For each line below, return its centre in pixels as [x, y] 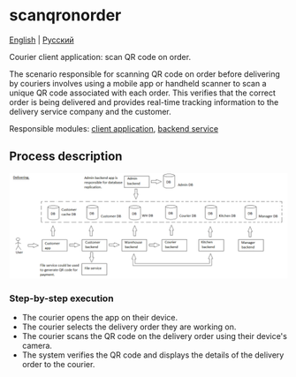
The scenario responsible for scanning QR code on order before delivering [145, 74]
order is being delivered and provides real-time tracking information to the [144, 102]
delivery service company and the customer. [91, 111]
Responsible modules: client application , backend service [114, 128]
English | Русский [42, 40]
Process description [66, 157]
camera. [37, 346]
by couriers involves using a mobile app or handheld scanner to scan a [138, 83]
